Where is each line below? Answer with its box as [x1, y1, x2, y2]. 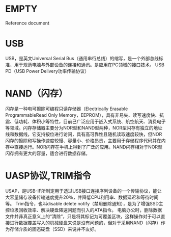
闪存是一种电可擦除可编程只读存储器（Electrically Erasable [5, 106, 128, 112]
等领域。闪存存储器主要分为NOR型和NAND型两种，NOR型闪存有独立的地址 [5, 124, 163, 130]
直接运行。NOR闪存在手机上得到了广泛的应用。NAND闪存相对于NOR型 [14, 144, 163, 150]
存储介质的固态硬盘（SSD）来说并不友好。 [9, 226, 99, 232]
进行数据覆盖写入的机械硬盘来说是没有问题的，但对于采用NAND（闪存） [9, 220, 161, 226]
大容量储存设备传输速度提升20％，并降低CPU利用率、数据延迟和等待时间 [5, 194, 159, 200]
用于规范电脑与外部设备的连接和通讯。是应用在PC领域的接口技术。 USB [14, 62, 164, 68]
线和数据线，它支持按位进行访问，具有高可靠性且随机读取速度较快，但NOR [5, 131, 162, 137]
